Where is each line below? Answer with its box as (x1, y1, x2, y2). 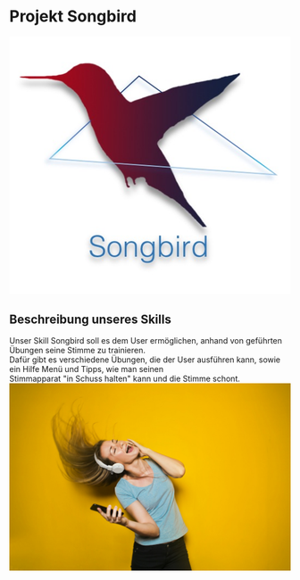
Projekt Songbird (9, 6, 137, 27)
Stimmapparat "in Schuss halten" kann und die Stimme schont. (9, 373, 241, 384)
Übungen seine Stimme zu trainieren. (9, 344, 146, 355)
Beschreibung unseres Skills (9, 311, 171, 327)
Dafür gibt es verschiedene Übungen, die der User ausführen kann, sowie (9, 354, 281, 365)
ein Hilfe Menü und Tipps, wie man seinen (9, 363, 164, 374)
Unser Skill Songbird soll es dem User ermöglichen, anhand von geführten (9, 335, 283, 345)
